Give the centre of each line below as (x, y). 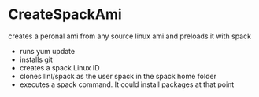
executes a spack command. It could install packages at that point (127, 84)
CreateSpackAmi (65, 14)
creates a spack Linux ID (59, 67)
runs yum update (47, 51)
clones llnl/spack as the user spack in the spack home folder (118, 76)
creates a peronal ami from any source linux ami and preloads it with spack (130, 36)
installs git (36, 59)
